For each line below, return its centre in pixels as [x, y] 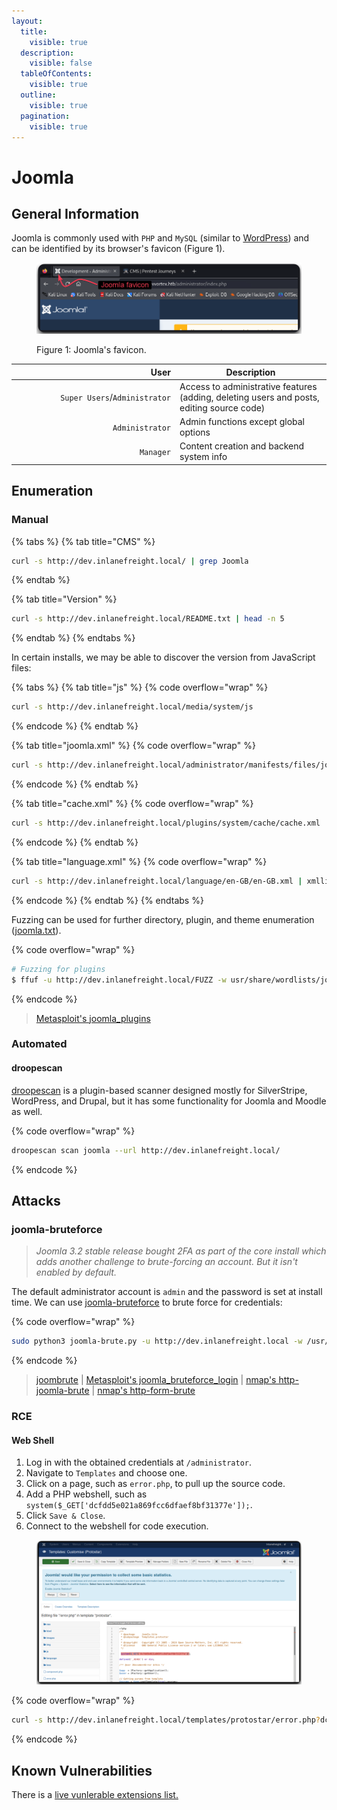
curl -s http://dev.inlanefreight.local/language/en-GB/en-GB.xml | [157, 881]
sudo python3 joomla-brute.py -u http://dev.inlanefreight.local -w [157, 1341]
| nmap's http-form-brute [143, 1391]
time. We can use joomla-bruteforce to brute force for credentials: [147, 1302]
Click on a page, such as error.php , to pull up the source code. [155, 1484]
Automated [39, 1044]
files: [21, 668]
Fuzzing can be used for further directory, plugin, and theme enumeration [163, 919]
